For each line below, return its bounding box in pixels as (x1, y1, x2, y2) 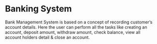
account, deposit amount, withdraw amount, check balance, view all (5, 29, 141, 35)
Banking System (5, 3, 72, 14)
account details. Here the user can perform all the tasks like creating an (5, 24, 147, 30)
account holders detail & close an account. (5, 34, 90, 40)
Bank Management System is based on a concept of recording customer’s (5, 19, 153, 25)
